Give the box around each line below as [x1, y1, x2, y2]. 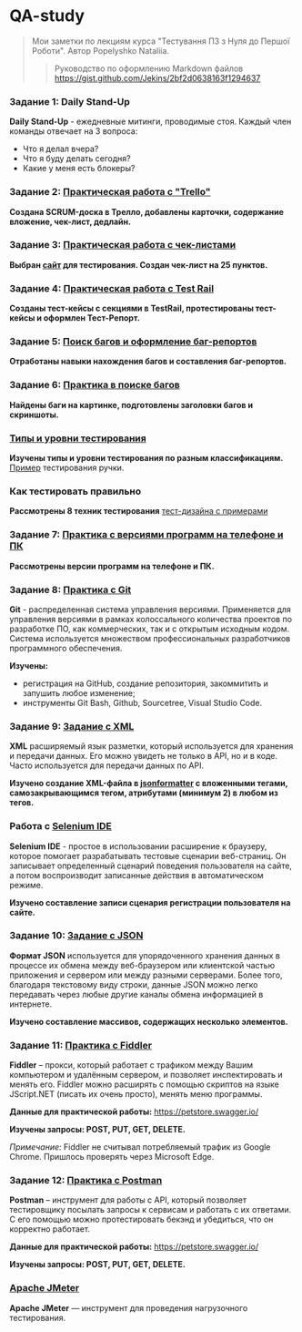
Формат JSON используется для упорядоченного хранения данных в [9, 949, 280, 961]
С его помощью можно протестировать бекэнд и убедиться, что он [9, 1214, 274, 1225]
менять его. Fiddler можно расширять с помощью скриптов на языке [9, 1079, 280, 1090]
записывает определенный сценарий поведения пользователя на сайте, [9, 860, 293, 871]
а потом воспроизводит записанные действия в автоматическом [9, 869, 264, 880]
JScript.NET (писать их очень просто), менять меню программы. [9, 1089, 263, 1100]
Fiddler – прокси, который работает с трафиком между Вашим [9, 1060, 254, 1071]
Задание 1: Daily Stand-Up [9, 95, 130, 108]
